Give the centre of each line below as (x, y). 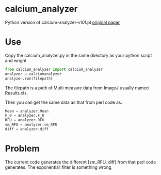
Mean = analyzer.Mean (27, 111)
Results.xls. (16, 93)
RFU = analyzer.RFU (25, 120)
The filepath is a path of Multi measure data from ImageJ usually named (77, 88)
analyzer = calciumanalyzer (33, 74)
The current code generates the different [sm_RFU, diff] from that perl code (80, 162)
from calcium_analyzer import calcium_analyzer (54, 69)
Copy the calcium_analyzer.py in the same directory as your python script (79, 55)
